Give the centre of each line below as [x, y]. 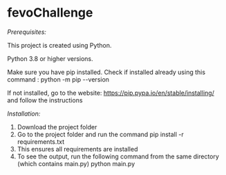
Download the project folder [57, 127]
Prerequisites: [27, 32]
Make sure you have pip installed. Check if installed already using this [106, 72]
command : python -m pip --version [58, 79]
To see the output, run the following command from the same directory [118, 156]
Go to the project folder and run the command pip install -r [101, 134]
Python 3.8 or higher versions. [50, 58]
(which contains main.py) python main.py [76, 163]
